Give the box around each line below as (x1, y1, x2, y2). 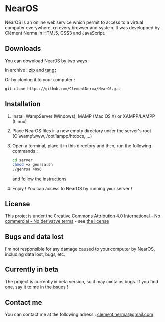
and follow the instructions (12, 176, 67, 182)
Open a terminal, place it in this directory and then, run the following (12, 142, 152, 149)
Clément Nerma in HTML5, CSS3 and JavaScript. (5, 30, 106, 36)
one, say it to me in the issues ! (5, 284, 68, 290)
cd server (12, 157, 33, 163)
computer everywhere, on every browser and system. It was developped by (5, 24, 160, 30)
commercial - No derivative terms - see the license (5, 218, 109, 224)
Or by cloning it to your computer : (5, 76, 75, 82)
